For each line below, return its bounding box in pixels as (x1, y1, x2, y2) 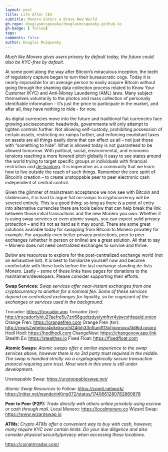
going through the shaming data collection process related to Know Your (5, 85, 155, 91)
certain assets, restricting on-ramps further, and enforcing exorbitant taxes (5, 131, 160, 138)
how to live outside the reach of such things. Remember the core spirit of (5, 169, 156, 175)
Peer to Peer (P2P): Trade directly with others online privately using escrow (5, 400, 161, 406)
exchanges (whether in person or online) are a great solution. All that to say (5, 237, 160, 243)
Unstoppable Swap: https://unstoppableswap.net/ (5, 376, 108, 382)
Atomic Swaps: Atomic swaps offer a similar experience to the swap (5, 345, 147, 351)
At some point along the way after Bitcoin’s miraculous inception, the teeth (5, 69, 158, 75)
